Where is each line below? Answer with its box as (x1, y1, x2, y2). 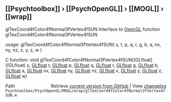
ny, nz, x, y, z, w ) (5, 46, 42, 53)
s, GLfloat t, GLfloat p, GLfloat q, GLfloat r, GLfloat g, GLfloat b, (27, 62, 159, 68)
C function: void (5, 57, 39, 63)
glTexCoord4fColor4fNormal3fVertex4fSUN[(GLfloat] (40, 57, 153, 63)
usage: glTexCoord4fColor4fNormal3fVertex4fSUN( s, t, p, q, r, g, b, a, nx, (5, 41, 162, 47)
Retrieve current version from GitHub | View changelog (51, 83, 166, 89)
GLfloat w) (5, 73, 28, 79)
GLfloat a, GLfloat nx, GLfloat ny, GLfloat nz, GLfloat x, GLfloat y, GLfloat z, (5, 67, 163, 73)
